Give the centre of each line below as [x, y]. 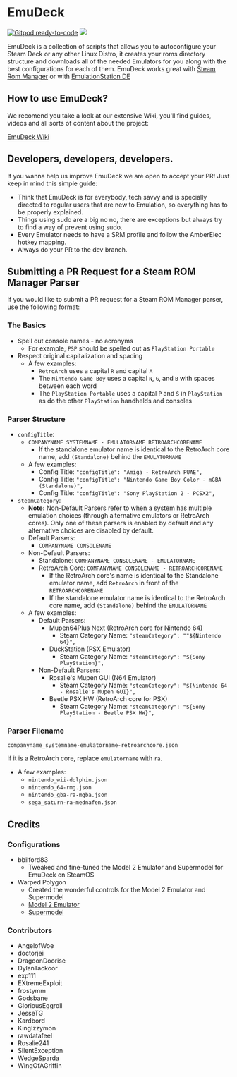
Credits [24, 824]
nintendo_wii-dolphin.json [68, 780]
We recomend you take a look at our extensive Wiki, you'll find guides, [109, 115]
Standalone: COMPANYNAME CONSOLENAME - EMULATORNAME [117, 560]
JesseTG [30, 1014]
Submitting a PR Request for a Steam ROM [102, 271]
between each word [68, 386]
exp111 [27, 976]
